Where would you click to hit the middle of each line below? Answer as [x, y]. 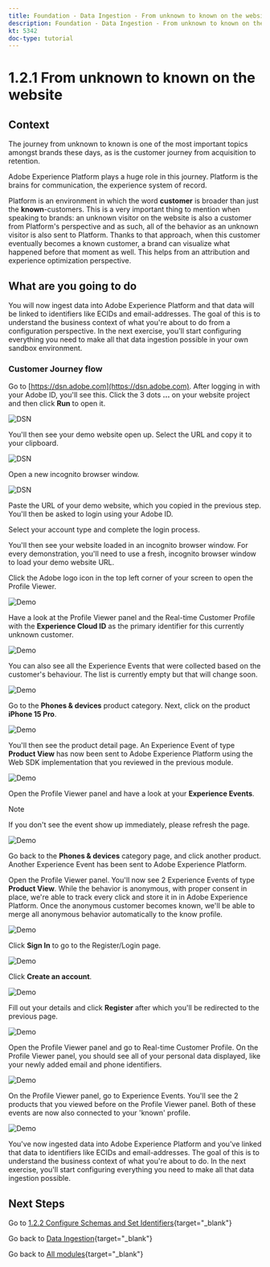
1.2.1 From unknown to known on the [132, 78]
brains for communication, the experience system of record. [108, 185]
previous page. [33, 1016]
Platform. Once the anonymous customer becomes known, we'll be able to [132, 906]
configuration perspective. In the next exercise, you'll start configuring [125, 331]
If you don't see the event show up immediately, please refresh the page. [129, 825]
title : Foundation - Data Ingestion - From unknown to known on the [125, 16]
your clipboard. [33, 443]
